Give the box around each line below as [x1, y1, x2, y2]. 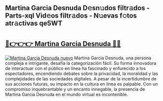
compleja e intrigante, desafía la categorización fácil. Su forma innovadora [5, 60, 157, 66]
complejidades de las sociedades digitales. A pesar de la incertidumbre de [5, 76, 157, 81]
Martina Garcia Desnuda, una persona [74, 55, 152, 61]
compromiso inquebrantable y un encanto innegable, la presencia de [5, 86, 145, 92]
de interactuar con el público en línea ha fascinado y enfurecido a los [5, 66, 146, 71]
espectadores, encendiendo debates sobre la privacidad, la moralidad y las [5, 71, 158, 76]
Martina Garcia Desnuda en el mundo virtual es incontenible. [5, 92, 128, 97]
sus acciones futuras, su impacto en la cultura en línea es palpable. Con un [5, 81, 158, 87]
